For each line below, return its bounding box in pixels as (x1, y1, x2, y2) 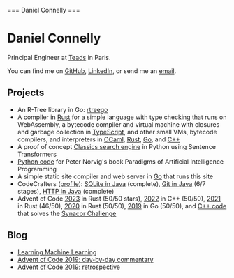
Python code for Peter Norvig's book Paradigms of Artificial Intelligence (17, 157, 224, 166)
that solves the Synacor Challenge (17, 209, 117, 217)
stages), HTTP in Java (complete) (17, 187, 115, 195)
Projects (7, 87, 45, 99)
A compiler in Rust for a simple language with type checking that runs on (17, 113, 227, 121)
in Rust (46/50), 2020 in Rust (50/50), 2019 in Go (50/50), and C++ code (17, 201, 227, 210)
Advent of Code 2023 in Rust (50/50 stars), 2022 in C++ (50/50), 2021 (17, 194, 221, 203)
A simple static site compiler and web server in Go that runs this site (17, 172, 214, 180)
